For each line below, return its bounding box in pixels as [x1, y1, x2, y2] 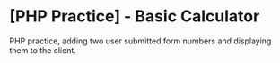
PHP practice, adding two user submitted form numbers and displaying [9, 35, 272, 46]
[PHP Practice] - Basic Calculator [9, 6, 260, 27]
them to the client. [9, 44, 76, 55]
